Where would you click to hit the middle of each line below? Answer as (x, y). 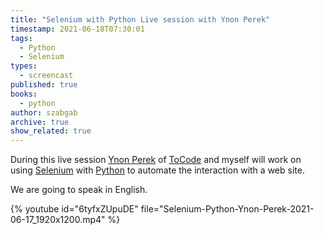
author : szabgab (44, 112)
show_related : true (51, 131)
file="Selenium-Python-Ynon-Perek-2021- (227, 209)
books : (24, 94)
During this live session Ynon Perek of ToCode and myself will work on (156, 160)
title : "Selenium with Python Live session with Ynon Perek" (140, 19)
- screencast (46, 76)
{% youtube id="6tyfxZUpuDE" (74, 209)
